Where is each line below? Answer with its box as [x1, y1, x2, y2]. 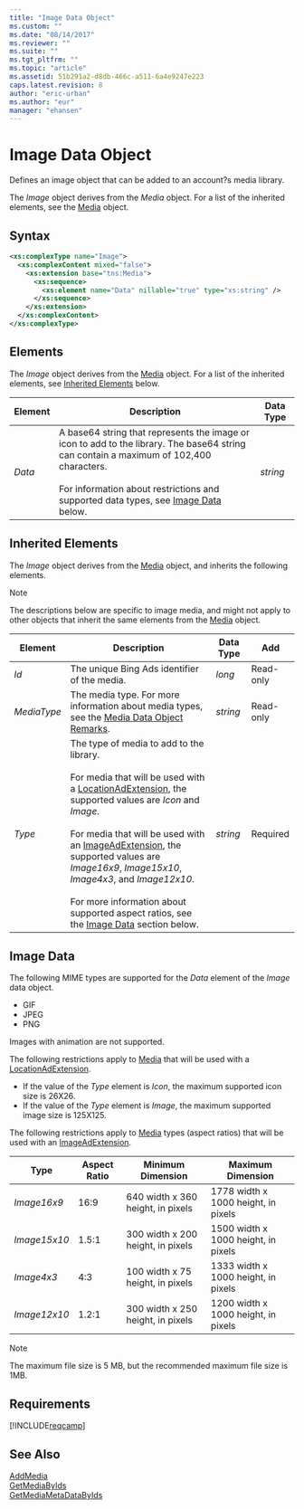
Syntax [9, 228, 51, 243]
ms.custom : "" [9, 22, 63, 31]
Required [251, 827, 290, 840]
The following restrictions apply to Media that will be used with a [9, 1054, 251, 1065]
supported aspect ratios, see [70, 906, 193, 919]
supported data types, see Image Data [58, 494, 222, 507]
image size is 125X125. [22, 1110, 107, 1121]
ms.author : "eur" [9, 97, 75, 107]
